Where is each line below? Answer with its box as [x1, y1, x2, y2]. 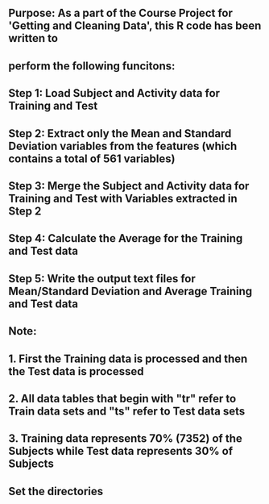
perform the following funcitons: [8, 59, 176, 73]
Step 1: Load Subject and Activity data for [8, 86, 220, 100]
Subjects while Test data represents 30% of [8, 444, 234, 458]
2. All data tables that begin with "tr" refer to [8, 391, 237, 406]
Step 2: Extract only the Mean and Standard [8, 127, 232, 140]
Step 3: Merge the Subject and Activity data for [8, 179, 250, 193]
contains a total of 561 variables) [8, 152, 176, 165]
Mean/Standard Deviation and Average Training [8, 284, 253, 298]
